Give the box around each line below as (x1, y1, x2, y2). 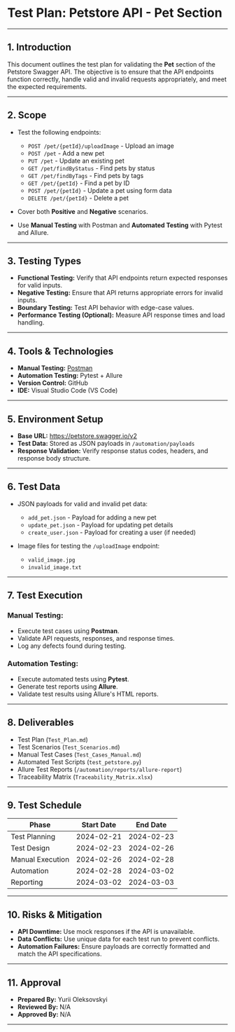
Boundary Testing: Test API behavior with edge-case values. (17, 304, 194, 312)
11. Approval (7, 977, 62, 989)
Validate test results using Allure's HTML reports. (17, 689, 159, 698)
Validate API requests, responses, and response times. (17, 634, 175, 642)
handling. (17, 318, 45, 327)
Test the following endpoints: (17, 128, 101, 136)
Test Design (10, 843, 50, 853)
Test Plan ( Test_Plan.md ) (17, 735, 89, 744)
